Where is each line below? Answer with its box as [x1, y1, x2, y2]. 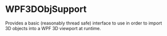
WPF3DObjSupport [5, 3, 87, 15]
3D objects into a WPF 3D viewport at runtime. [5, 25, 101, 31]
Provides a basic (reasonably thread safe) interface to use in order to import [5, 20, 162, 26]
